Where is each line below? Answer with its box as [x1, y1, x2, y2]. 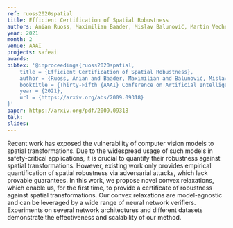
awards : [7, 56, 30, 63]
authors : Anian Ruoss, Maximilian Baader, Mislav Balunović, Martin [7, 23, 209, 30]
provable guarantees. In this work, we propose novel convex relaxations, [7, 176, 214, 184]
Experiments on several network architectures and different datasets [7, 206, 203, 214]
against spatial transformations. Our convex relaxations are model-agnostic [7, 190, 223, 199]
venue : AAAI [7, 42, 42, 49]
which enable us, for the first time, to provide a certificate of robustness [7, 184, 213, 192]
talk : [7, 113, 23, 120]
